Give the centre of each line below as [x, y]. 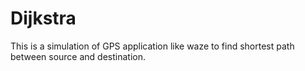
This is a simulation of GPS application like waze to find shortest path [152, 46]
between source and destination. [78, 56]
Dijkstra [43, 18]
